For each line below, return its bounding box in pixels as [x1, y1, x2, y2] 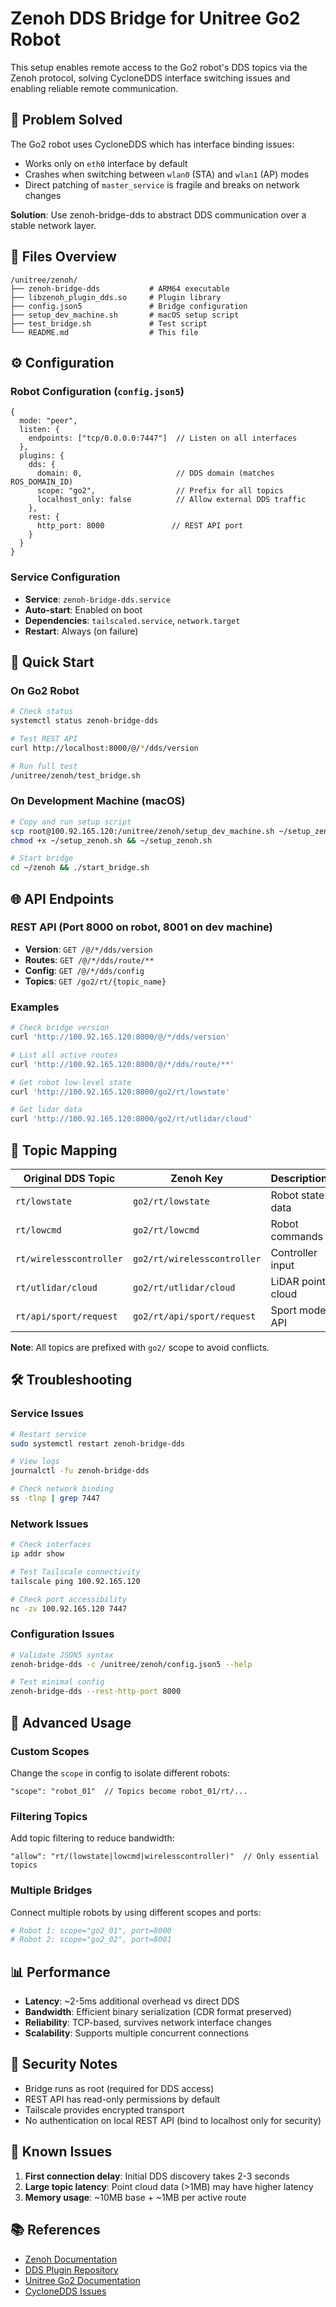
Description [270, 1171, 328, 1185]
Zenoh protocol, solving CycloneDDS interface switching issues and [10, 72, 291, 84]
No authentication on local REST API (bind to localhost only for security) [24, 2114, 322, 2126]
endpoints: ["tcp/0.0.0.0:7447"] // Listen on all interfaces [28, 433, 298, 444]
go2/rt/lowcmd [132, 1224, 200, 1236]
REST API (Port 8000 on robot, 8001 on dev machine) [10, 920, 273, 934]
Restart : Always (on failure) [24, 625, 139, 637]
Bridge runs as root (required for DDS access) [24, 2082, 215, 2094]
